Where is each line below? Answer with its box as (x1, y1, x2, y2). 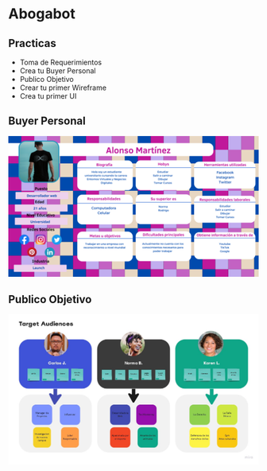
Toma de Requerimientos (19, 57, 102, 67)
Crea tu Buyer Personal (19, 66, 96, 76)
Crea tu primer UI (19, 91, 77, 100)
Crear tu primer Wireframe (19, 83, 107, 92)
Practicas (8, 37, 57, 50)
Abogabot (8, 5, 75, 23)
